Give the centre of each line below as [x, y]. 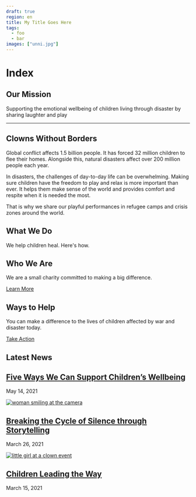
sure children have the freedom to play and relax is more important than [92, 182]
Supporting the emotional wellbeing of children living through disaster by [94, 108]
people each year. [28, 165]
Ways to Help [31, 307]
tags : [13, 28]
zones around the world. [36, 213]
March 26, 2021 [25, 444]
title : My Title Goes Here [39, 22]
